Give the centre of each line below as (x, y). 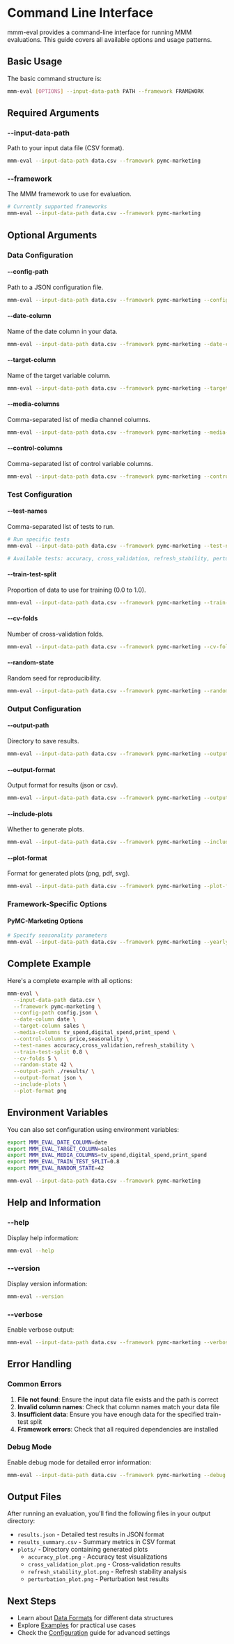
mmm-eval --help (31, 1251)
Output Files (34, 1497)
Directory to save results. (43, 741)
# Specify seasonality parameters (57, 936)
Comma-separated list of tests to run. (61, 527)
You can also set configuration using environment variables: (93, 1129)
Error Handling (39, 1364)
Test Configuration (40, 494)
